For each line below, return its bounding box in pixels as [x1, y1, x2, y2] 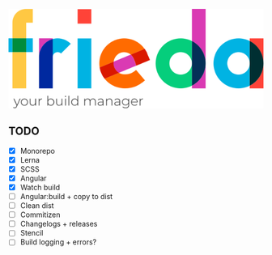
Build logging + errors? [19, 237, 97, 247]
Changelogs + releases [19, 219, 98, 229]
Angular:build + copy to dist [19, 191, 113, 201]
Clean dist [19, 201, 54, 210]
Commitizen [19, 210, 61, 219]
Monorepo [19, 146, 55, 155]
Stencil [19, 228, 44, 238]
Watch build [19, 182, 61, 192]
